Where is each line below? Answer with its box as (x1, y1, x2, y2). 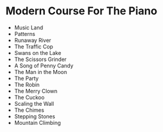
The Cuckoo (14, 94, 45, 101)
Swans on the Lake (14, 49, 61, 56)
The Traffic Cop (14, 43, 53, 50)
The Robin (14, 81, 40, 88)
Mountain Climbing (14, 119, 61, 126)
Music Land (14, 24, 44, 31)
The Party (14, 75, 39, 82)
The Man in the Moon (14, 68, 67, 75)
